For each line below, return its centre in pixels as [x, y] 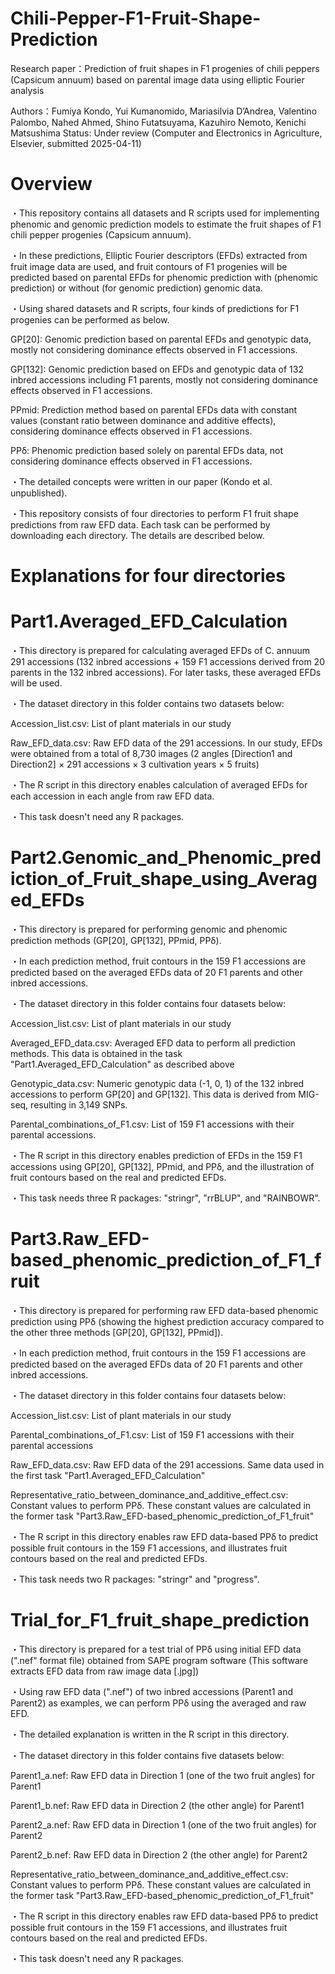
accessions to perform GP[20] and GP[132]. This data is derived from [153, 1094]
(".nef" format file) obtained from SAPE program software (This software [159, 1660]
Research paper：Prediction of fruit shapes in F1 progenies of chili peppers [165, 68]
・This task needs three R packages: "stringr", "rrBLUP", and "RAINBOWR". [165, 1198]
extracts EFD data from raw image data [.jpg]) [105, 1671]
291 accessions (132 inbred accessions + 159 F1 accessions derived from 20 [167, 661]
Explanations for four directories [148, 576]
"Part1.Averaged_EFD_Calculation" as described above [122, 1064]
